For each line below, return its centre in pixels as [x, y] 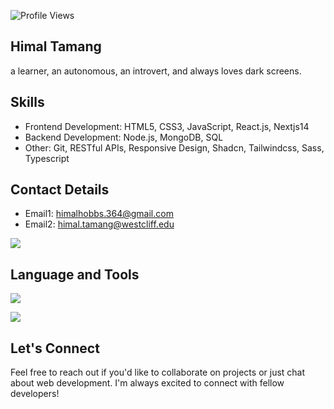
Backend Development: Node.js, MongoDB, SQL [124, 137]
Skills [27, 102]
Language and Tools [75, 274]
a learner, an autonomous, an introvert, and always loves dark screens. [156, 71]
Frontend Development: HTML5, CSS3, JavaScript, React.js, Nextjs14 [167, 126]
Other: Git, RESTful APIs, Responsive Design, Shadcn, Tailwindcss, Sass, [174, 147]
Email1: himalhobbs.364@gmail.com [99, 214]
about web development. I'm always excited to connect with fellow [147, 383]
